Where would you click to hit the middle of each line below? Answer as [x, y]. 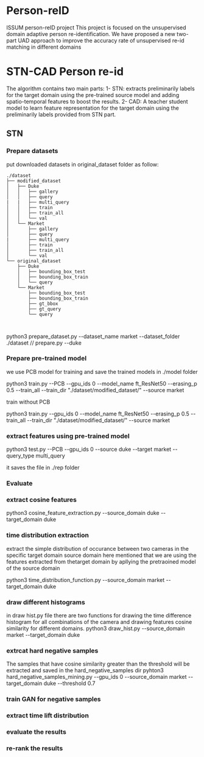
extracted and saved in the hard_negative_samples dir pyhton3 [85, 670]
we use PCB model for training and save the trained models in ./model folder [102, 371]
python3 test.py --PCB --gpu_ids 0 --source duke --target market [89, 450]
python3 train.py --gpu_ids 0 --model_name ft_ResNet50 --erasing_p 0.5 [98, 414]
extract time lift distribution [48, 716]
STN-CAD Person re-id [65, 72]
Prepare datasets [32, 151]
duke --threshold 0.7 [69, 683]
